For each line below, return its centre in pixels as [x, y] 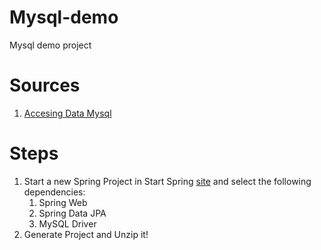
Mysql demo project [50, 45]
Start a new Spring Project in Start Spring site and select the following [167, 181]
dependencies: [54, 192]
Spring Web [63, 202]
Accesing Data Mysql [67, 113]
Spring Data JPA [72, 213]
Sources [45, 85]
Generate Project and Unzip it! [86, 234]
